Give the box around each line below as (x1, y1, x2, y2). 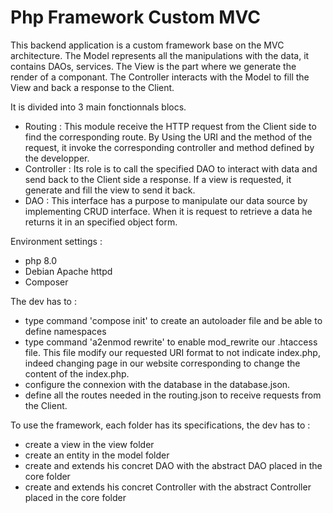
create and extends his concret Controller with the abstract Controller (24, 481, 312, 493)
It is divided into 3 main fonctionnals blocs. (10, 101, 187, 113)
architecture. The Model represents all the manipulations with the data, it (10, 49, 310, 61)
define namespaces (24, 325, 107, 337)
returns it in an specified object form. (24, 216, 178, 228)
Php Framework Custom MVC (10, 6, 261, 29)
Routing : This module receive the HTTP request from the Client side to (24, 120, 317, 132)
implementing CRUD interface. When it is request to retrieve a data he (24, 205, 313, 217)
